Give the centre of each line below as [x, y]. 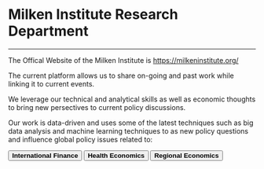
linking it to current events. [51, 83]
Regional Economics [187, 155]
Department [48, 31]
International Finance [45, 155]
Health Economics [116, 155]
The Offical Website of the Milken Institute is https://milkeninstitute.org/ [123, 60]
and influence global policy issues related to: [81, 139]
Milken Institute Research [93, 15]
